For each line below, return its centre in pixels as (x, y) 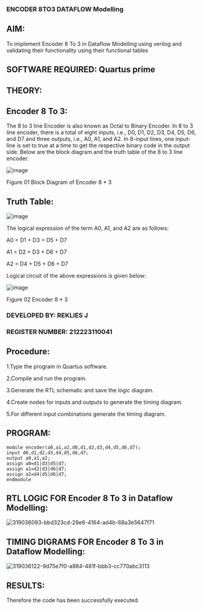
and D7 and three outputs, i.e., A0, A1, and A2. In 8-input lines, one (90, 139)
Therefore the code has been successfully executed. (73, 600)
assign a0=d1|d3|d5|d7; (37, 463)
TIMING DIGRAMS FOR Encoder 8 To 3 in (85, 542)
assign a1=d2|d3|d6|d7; (37, 469)
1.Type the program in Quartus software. (57, 366)
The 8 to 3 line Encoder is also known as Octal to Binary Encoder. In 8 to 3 (100, 126)
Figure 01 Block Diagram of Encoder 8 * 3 (59, 182)
